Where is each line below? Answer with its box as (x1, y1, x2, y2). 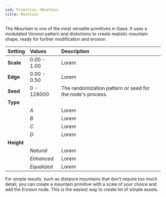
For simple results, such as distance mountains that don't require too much (5, 176, 158, 182)
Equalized (29, 163, 53, 170)
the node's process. (61, 91, 108, 98)
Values (29, 48, 47, 54)
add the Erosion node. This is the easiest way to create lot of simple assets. (5, 186, 159, 192)
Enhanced (29, 155, 53, 162)
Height (7, 139, 24, 146)
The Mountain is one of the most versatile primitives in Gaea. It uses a (5, 25, 147, 31)
